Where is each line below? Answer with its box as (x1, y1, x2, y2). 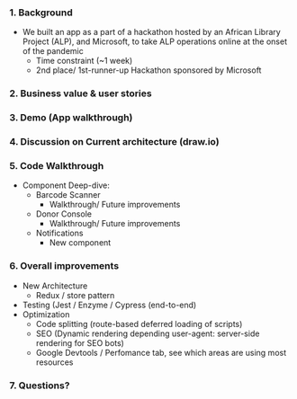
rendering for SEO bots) (35, 337, 124, 348)
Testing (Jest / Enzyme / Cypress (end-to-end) (22, 299, 197, 310)
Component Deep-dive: (22, 180, 111, 191)
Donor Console (35, 208, 93, 219)
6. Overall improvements (9, 260, 120, 272)
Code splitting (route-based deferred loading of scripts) (35, 318, 243, 329)
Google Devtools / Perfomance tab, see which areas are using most (35, 347, 286, 358)
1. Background (9, 6, 74, 19)
